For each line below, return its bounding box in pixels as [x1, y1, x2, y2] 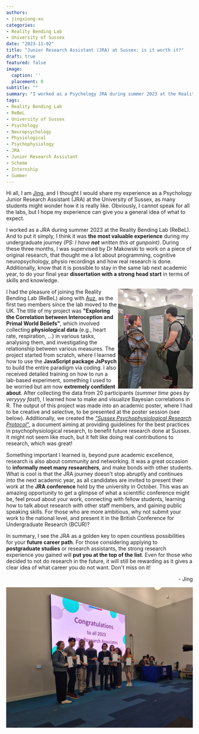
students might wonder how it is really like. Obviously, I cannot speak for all [6, 202, 190, 209]
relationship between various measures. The [6, 345, 115, 352]
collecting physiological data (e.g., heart [6, 326, 107, 333]
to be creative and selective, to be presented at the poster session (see [6, 408, 180, 415]
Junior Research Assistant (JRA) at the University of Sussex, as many [6, 196, 176, 203]
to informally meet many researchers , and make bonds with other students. [6, 464, 193, 471]
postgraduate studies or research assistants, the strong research [6, 545, 167, 552]
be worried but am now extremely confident [6, 383, 115, 390]
